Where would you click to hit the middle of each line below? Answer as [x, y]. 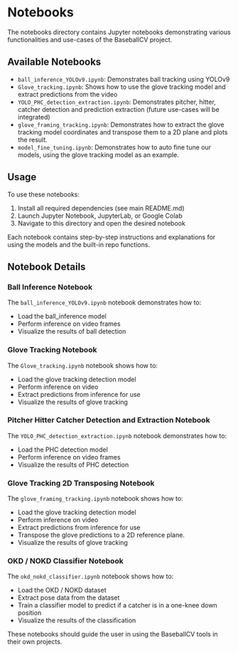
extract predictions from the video [67, 94]
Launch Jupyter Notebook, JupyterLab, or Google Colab [100, 216]
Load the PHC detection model [63, 450]
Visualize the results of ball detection [72, 331]
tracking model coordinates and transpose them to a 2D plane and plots [123, 132]
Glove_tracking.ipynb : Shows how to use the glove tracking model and [121, 87]
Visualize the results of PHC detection [73, 464]
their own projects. [35, 642]
